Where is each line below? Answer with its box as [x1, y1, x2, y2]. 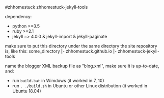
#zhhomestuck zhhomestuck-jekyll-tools [5, 4, 88, 10]
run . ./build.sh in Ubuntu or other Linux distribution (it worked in [12, 83, 147, 89]
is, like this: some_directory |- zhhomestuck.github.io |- [5, 49, 117, 54]
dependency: [5, 14, 32, 19]
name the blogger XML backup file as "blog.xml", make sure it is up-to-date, [5, 63, 160, 69]
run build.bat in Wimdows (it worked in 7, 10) [12, 78, 105, 83]
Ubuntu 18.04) [12, 88, 41, 94]
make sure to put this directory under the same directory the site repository [5, 43, 158, 49]
